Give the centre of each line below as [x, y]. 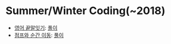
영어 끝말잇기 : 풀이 [36, 28]
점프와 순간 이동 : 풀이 [39, 35]
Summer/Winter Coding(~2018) [85, 11]
